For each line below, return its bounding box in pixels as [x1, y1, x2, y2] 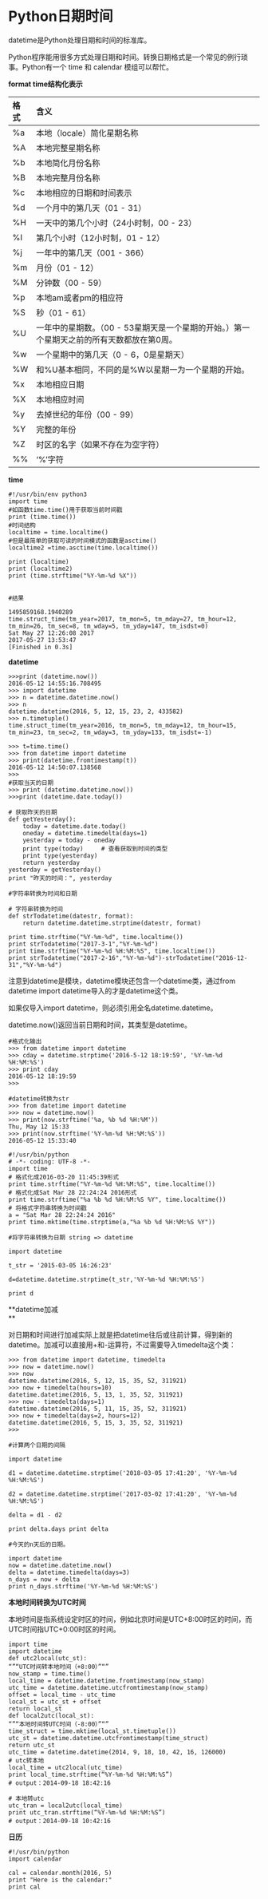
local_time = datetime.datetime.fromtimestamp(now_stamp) [8, 1676, 205, 1685]
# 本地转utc [8, 1794, 45, 1802]
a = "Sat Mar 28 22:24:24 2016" [8, 1211, 116, 1219]
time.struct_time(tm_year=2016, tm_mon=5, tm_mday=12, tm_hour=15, [8, 721, 238, 729]
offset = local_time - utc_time [8, 1691, 116, 1699]
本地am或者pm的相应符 [35, 292, 124, 303]
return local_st [8, 1704, 62, 1713]
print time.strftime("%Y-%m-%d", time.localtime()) [8, 933, 183, 941]
